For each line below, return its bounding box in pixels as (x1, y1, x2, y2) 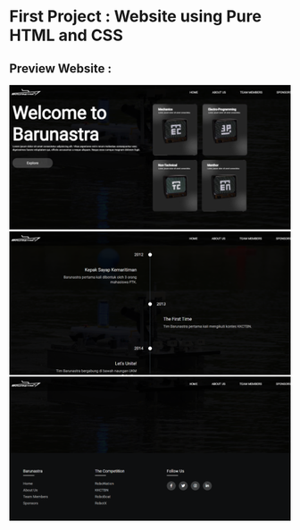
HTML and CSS (9, 25, 123, 46)
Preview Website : (9, 61, 112, 76)
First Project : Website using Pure (9, 6, 262, 27)
